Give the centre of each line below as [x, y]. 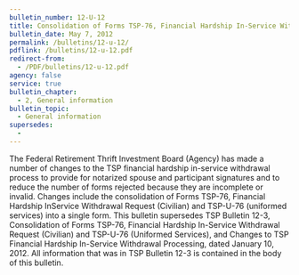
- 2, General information [65, 100]
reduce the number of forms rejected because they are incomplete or [137, 187]
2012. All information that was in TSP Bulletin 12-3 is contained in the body [145, 253]
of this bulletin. [36, 263]
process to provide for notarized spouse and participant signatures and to [145, 177]
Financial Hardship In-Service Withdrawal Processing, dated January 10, [141, 243]
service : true [36, 84]
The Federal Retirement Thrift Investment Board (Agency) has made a [137, 158]
